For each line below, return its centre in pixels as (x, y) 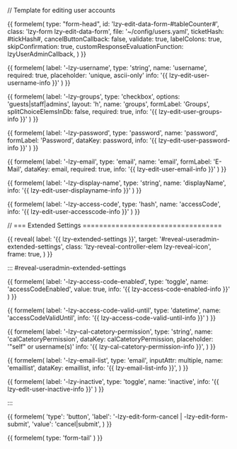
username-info (29, 83)
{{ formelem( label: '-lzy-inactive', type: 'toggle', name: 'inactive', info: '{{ (113, 381)
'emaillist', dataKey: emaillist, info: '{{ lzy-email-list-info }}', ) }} (98, 368)
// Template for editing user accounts (61, 10)
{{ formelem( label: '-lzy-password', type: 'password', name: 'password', (112, 133)
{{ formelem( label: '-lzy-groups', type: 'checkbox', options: (94, 96)
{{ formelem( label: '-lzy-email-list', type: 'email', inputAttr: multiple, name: (115, 360)
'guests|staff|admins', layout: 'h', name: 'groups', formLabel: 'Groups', (109, 104)
